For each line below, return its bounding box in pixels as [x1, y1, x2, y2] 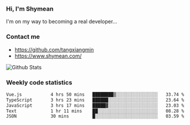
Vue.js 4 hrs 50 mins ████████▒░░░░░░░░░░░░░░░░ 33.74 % [6, 92, 184, 97]
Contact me [6, 33, 40, 41]
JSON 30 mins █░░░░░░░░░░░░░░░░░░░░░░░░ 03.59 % [6, 113, 184, 119]
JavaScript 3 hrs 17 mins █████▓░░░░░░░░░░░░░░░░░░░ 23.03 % [6, 102, 184, 109]
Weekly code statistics [6, 78, 72, 86]
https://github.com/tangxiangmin [14, 46, 94, 53]
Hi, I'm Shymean [6, 5, 54, 13]
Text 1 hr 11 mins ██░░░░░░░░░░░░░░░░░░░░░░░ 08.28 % [6, 108, 184, 114]
